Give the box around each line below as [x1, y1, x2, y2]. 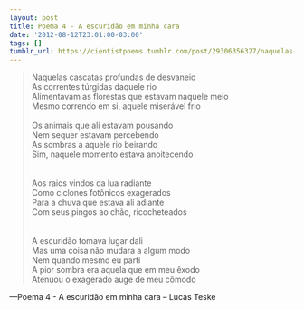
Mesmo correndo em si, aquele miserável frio [31, 101, 201, 111]
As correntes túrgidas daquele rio [31, 82, 157, 92]
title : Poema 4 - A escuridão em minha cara [9, 22, 180, 31]
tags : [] [9, 38, 43, 48]
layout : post [9, 13, 59, 23]
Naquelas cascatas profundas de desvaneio [31, 72, 196, 82]
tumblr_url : [9, 47, 54, 56]
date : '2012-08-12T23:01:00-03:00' [9, 30, 144, 39]
